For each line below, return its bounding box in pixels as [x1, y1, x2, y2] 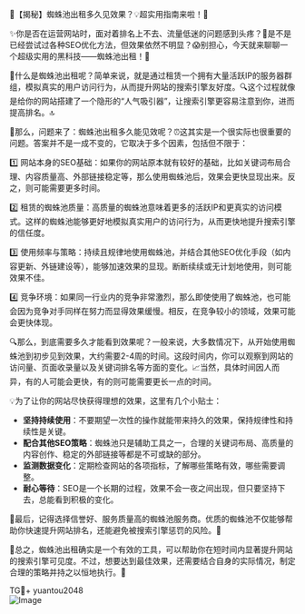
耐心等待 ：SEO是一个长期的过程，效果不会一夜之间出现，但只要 [22, 483, 261, 493]
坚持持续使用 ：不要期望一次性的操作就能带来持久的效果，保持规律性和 [22, 415, 286, 425]
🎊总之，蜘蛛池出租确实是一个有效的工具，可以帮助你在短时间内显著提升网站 [9, 544, 293, 555]
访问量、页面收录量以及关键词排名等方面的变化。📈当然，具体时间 [9, 362, 257, 372]
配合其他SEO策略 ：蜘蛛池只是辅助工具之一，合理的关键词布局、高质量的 [22, 438, 294, 448]
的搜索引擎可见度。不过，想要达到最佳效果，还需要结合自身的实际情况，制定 [9, 556, 296, 566]
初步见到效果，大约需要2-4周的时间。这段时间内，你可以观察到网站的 [33, 351, 294, 361]
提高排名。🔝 [9, 107, 55, 117]
